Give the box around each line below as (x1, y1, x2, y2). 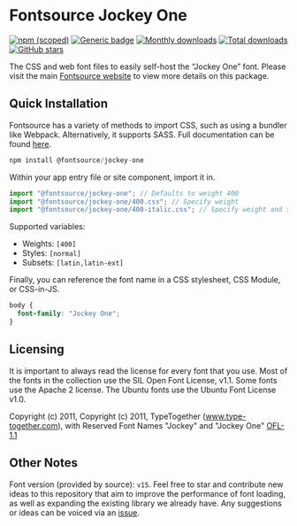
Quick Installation (9, 97, 109, 112)
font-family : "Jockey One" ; (17, 309, 121, 319)
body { (9, 301, 34, 310)
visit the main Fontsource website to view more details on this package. (9, 70, 270, 81)
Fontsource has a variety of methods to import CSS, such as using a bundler (9, 120, 287, 130)
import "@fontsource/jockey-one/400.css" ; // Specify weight (9, 197, 240, 206)
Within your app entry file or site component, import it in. (9, 172, 216, 182)
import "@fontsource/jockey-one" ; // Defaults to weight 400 (9, 189, 240, 197)
